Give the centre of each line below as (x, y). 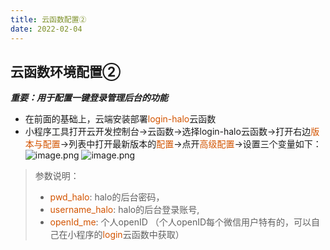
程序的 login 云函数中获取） (130, 235)
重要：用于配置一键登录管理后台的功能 (89, 98)
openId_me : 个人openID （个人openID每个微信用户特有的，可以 (180, 222)
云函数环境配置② (66, 71)
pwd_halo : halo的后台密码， (107, 197)
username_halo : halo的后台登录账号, (124, 210)
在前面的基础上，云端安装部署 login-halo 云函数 (120, 119)
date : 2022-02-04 (46, 29)
